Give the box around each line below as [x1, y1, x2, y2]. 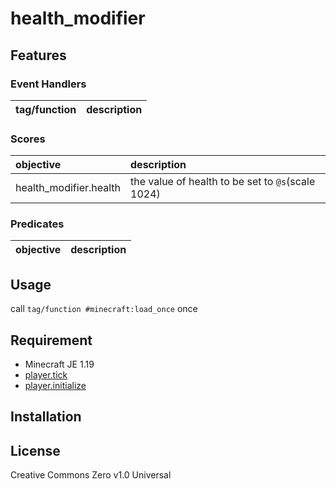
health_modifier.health [15, 181, 122, 195]
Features [10, 47, 67, 64]
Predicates [10, 217, 65, 231]
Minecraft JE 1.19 [24, 358, 95, 371]
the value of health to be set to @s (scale [130, 175, 316, 189]
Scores [10, 132, 46, 146]
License [10, 442, 61, 459]
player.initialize [24, 380, 87, 392]
